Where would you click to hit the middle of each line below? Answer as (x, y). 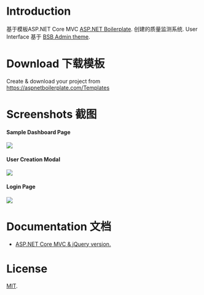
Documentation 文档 (59, 227)
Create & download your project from (53, 81)
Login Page (21, 187)
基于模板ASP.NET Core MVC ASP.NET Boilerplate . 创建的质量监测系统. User (102, 29)
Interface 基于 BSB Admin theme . (48, 36)
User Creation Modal (33, 159)
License (27, 269)
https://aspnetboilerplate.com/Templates (58, 88)
